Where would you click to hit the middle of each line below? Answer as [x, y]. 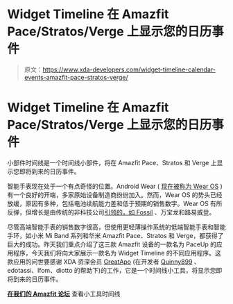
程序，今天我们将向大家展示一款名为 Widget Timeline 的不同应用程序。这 [117, 253]
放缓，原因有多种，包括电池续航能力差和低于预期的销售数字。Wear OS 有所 [115, 203]
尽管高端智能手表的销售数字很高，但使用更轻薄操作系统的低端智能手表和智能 [116, 227]
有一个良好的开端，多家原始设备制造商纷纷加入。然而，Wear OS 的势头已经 [115, 194]
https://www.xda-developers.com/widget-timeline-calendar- [129, 69]
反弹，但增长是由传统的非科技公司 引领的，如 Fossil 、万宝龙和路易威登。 [111, 212]
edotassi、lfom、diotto [40, 270]
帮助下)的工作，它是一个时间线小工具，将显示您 [148, 270]
